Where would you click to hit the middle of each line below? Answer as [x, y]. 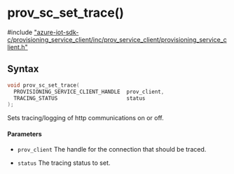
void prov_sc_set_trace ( [43, 85]
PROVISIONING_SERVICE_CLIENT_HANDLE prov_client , [89, 92]
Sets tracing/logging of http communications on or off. [85, 118]
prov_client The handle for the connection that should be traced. [112, 150]
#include [20, 32]
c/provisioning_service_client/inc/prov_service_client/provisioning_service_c [117, 39]
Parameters [25, 133]
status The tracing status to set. [64, 163]
